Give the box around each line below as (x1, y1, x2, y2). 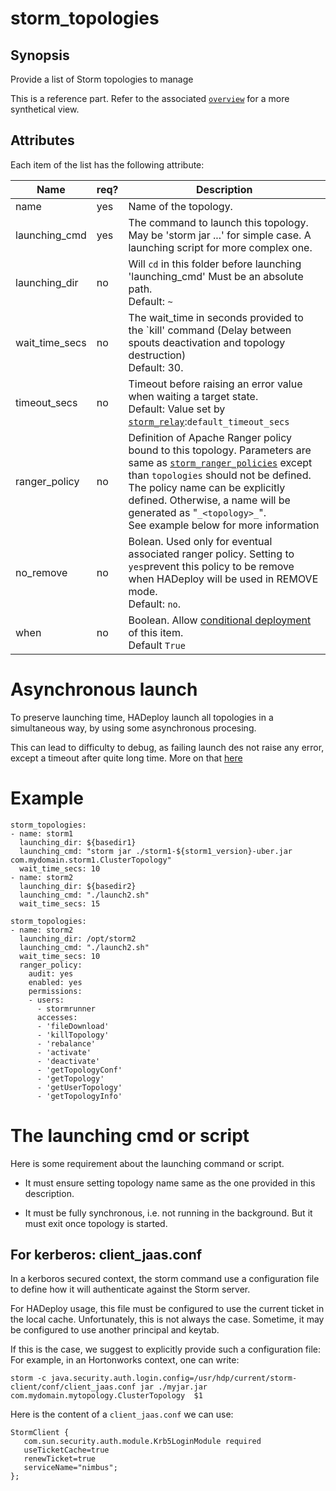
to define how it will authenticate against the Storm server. (10, 1283, 251, 1296)
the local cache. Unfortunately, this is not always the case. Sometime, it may (10, 1313, 325, 1326)
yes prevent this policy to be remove (128, 559, 295, 573)
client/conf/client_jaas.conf (10, 1382, 137, 1392)
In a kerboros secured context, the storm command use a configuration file (10, 1273, 320, 1285)
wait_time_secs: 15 (19, 898, 101, 909)
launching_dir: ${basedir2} (19, 881, 137, 891)
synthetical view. (10, 103, 80, 115)
